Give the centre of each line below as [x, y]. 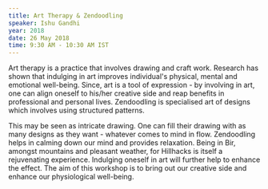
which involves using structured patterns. [77, 110]
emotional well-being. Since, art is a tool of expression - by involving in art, [132, 85]
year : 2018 [26, 30]
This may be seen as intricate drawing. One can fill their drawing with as [127, 126]
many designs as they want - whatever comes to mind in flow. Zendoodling [132, 134]
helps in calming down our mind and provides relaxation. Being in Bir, [122, 143]
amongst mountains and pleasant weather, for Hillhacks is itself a [116, 152]
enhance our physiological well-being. [71, 177]
